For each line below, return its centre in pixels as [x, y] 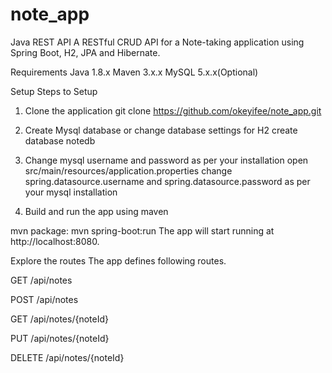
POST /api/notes [44, 299]
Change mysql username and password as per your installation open [166, 160]
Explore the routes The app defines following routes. [118, 260]
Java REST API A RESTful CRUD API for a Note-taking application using [157, 42]
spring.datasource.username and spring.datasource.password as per [167, 181]
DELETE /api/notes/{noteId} [67, 357]
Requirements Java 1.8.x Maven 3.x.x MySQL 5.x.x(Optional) [134, 72]
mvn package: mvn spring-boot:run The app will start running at [142, 230]
